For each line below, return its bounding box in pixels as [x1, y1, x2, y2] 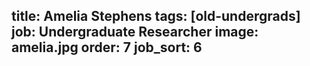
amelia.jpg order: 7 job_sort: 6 [11, 39, 203, 56]
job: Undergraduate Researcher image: [11, 24, 259, 41]
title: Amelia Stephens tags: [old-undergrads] [11, 8, 301, 25]
